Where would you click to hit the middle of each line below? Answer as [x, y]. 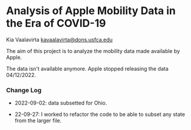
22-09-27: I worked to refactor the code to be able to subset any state [100, 114]
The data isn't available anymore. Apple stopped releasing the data [88, 68]
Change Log [24, 90]
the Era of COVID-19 [56, 23]
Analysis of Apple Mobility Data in [91, 11]
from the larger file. [38, 121]
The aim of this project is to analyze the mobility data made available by [93, 51]
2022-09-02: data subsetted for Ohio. [61, 103]
